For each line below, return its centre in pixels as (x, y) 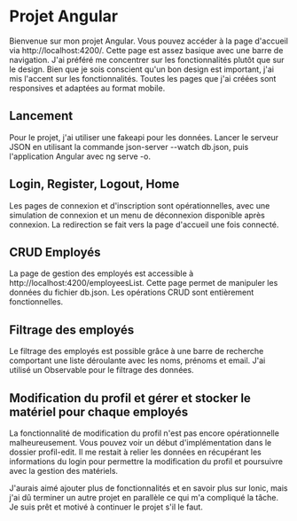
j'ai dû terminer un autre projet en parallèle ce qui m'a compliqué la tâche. (144, 497)
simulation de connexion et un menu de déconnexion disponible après (137, 215)
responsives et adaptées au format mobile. (87, 88)
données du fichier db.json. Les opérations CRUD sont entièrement (132, 292)
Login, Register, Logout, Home (94, 184)
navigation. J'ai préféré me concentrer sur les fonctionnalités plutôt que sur (147, 59)
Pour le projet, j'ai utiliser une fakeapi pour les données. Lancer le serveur (144, 137)
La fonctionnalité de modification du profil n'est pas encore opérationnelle (144, 433)
